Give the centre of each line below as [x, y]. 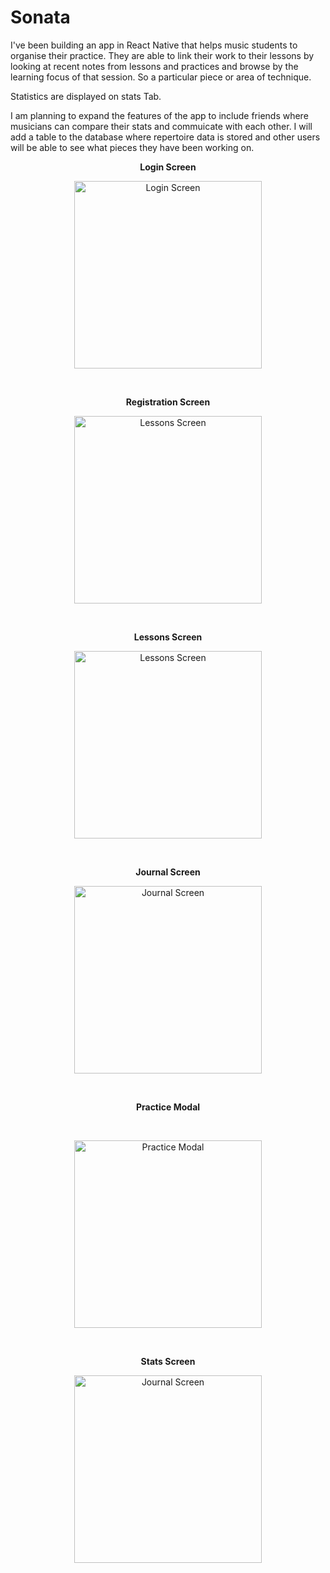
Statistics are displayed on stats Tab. [86, 96]
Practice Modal [168, 1107]
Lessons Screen [168, 637]
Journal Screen [168, 872]
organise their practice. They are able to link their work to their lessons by [162, 55]
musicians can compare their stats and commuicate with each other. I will [161, 126]
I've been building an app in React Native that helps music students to [154, 45]
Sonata [40, 17]
